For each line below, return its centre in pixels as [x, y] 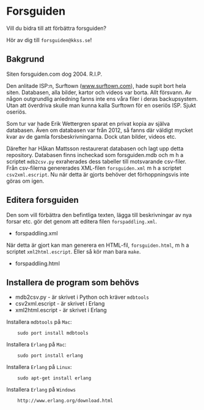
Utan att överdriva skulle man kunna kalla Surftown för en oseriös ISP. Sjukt [101, 105]
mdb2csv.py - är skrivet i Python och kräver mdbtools [82, 297]
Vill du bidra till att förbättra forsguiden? [56, 28]
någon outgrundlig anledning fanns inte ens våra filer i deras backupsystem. [102, 98]
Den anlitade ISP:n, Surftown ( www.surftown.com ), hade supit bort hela [96, 86]
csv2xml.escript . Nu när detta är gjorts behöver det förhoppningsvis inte [98, 174]
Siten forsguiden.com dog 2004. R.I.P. [54, 74]
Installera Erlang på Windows [41, 390]
